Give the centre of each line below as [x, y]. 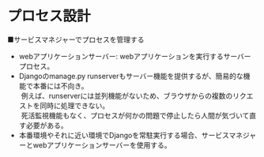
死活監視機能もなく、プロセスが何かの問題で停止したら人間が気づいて [135, 115]
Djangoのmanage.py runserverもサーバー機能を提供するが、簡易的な [131, 76]
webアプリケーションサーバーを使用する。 [102, 145]
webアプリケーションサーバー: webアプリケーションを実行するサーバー [135, 56]
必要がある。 [47, 125]
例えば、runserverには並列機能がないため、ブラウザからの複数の [127, 95]
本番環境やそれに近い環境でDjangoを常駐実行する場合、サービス [124, 135]
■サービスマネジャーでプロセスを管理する [76, 39]
